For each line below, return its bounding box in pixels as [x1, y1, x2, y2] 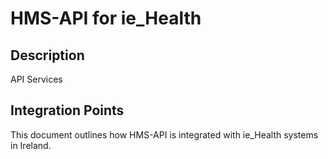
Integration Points [10, 102, 125, 119]
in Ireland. [10, 139, 52, 151]
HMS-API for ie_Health [10, 7, 202, 30]
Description [10, 47, 85, 64]
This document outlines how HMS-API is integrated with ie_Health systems [10, 128, 319, 141]
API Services [10, 73, 63, 85]
